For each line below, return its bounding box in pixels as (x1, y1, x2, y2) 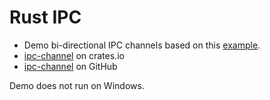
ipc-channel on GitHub (23, 60, 118, 72)
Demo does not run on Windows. (9, 79, 145, 91)
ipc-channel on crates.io (23, 49, 125, 61)
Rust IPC (9, 6, 82, 29)
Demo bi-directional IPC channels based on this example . (23, 39, 261, 51)
